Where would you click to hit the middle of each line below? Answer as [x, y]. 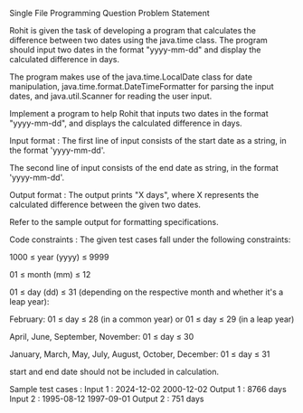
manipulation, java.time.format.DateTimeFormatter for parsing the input [142, 86]
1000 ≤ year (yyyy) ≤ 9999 [59, 257]
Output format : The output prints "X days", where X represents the [134, 195]
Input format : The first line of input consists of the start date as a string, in [148, 141]
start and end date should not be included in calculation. [114, 371]
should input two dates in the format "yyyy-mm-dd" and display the [135, 50]
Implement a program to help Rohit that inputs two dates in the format [139, 113]
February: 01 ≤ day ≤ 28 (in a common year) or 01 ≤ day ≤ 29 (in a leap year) [152, 319]
